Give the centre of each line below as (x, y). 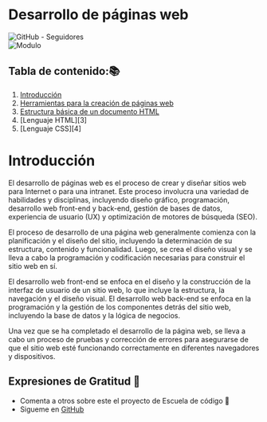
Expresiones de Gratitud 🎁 (75, 382)
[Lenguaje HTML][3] (53, 120)
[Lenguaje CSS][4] (51, 128)
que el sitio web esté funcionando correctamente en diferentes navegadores (134, 348)
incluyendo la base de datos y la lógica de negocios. (94, 315)
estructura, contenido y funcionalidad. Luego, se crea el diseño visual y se (130, 249)
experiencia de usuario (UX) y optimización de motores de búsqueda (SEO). (133, 216)
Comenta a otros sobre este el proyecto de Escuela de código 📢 (124, 400)
